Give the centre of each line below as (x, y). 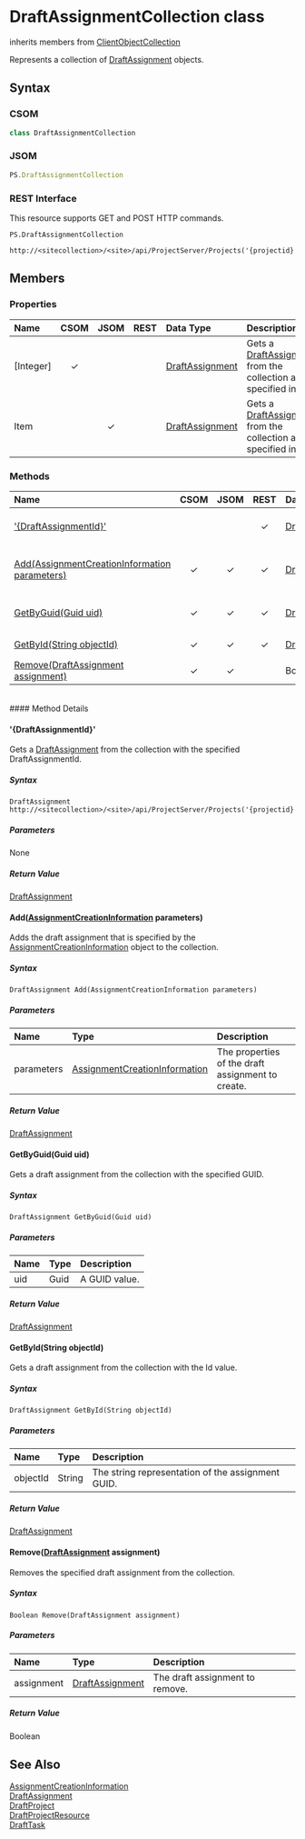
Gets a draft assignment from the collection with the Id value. (123, 1368)
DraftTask (27, 1825)
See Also (35, 1764)
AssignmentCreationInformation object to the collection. (114, 947)
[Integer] (33, 365)
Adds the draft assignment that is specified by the (103, 937)
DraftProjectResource (50, 1815)
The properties (248, 1052)
